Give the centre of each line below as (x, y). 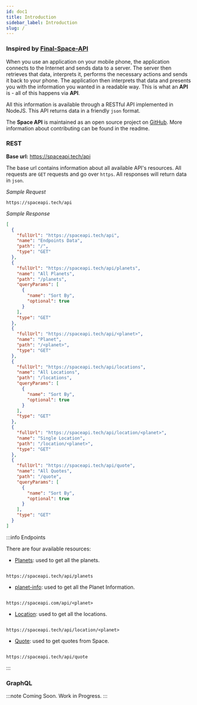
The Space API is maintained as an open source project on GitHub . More (94, 122)
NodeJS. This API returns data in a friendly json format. (73, 110)
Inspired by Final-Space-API (47, 49)
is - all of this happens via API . (43, 93)
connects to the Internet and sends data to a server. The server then (89, 68)
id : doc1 (17, 12)
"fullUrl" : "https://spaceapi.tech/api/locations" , (81, 367)
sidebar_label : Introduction (42, 22)
